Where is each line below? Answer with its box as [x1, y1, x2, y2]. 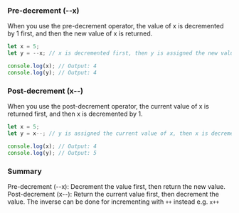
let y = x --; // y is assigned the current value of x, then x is [7, 130, 208, 137]
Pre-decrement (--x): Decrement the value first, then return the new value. [7, 182, 226, 190]
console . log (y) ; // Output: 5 [7, 149, 97, 156]
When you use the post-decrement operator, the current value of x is [7, 102, 210, 111]
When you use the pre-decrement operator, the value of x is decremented [7, 22, 224, 31]
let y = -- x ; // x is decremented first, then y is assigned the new [7, 50, 218, 57]
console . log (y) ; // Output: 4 [7, 69, 97, 76]
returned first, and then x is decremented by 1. [7, 109, 144, 119]
